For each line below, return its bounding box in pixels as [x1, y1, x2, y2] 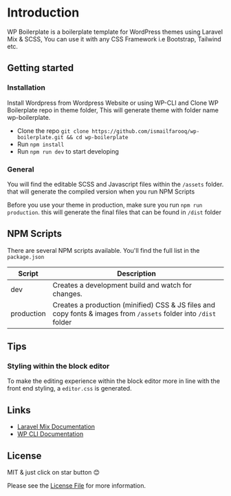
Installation [7, 83, 46, 92]
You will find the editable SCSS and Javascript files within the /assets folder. [7, 180, 224, 188]
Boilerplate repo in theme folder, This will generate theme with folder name [7, 105, 219, 114]
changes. [52, 289, 82, 298]
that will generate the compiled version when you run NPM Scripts [7, 187, 195, 196]
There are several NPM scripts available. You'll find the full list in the [7, 246, 200, 254]
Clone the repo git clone [16, 126, 89, 135]
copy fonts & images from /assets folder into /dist [52, 309, 217, 318]
